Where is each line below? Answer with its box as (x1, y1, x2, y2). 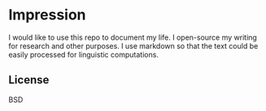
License (8, 73, 50, 87)
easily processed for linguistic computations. (8, 49, 159, 59)
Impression (8, 6, 87, 24)
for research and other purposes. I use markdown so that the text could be (8, 41, 259, 50)
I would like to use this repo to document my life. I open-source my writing (8, 32, 258, 42)
